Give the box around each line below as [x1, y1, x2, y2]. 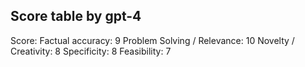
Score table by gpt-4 [10, 8, 142, 25]
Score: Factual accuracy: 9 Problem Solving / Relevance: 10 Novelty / [10, 34, 295, 46]
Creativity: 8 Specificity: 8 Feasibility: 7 [10, 45, 172, 57]
